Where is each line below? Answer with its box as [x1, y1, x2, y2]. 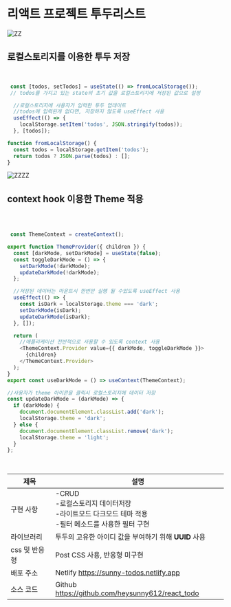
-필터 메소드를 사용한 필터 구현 [55, 520, 150, 529]
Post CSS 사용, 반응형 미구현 [55, 551, 144, 560]
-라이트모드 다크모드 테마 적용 [55, 509, 148, 519]
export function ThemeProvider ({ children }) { [7, 243, 146, 251]
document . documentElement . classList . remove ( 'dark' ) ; [19, 428, 174, 434]
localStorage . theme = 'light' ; [19, 434, 109, 441]
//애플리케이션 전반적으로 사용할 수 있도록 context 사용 [19, 338, 160, 346]
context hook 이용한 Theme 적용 [7, 193, 144, 205]
